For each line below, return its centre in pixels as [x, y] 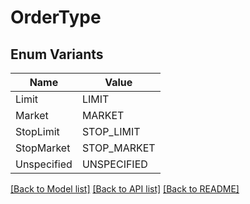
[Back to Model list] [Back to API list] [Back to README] [125, 189]
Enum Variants [57, 54]
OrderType [56, 17]
